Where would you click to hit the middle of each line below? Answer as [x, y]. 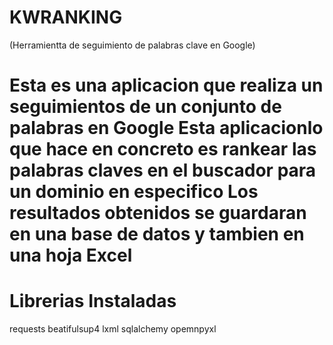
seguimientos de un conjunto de [145, 107]
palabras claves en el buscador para [163, 170]
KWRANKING [66, 17]
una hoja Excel [71, 255]
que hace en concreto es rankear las [163, 149]
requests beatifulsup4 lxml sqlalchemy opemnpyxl [113, 329]
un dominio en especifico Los [134, 192]
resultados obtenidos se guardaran [158, 213]
